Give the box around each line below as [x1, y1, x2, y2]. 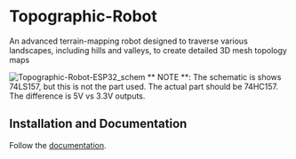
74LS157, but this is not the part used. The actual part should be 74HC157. [9, 81, 278, 91]
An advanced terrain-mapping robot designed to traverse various [9, 36, 249, 46]
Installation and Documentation [9, 116, 188, 131]
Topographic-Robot [9, 6, 157, 27]
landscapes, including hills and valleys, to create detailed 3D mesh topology [9, 44, 287, 55]
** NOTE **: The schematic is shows [147, 71, 282, 82]
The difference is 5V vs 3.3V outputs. [9, 91, 146, 101]
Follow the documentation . [9, 139, 107, 150]
